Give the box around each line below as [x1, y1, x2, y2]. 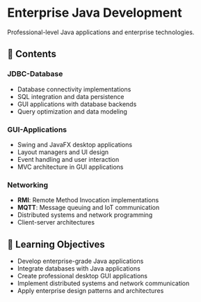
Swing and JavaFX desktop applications [17, 140, 133, 149]
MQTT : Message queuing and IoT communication [17, 204, 160, 212]
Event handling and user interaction [17, 155, 120, 163]
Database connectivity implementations [17, 85, 131, 93]
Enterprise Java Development [7, 5, 182, 21]
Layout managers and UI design [17, 148, 109, 156]
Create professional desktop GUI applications [17, 272, 148, 280]
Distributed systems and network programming [17, 211, 153, 219]
